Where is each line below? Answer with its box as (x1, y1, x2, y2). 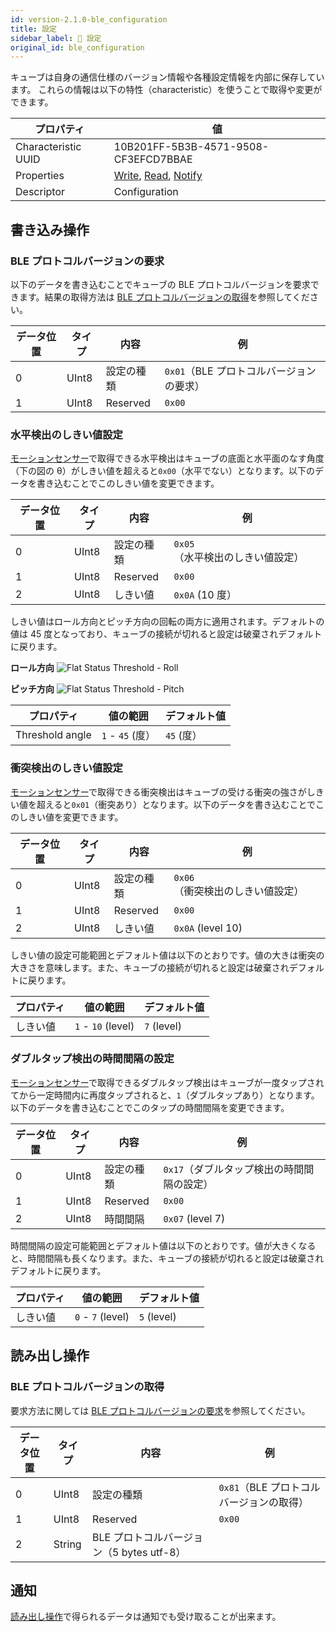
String (53, 1537, 82, 1551)
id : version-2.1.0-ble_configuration (10, 14, 168, 25)
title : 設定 (10, 24, 57, 34)
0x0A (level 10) (173, 921, 243, 935)
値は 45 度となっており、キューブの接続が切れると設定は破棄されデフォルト (10, 628, 323, 640)
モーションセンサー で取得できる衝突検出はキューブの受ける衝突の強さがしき (10, 786, 325, 798)
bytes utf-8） (121, 1545, 187, 1559)
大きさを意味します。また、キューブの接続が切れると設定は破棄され (10, 961, 290, 973)
